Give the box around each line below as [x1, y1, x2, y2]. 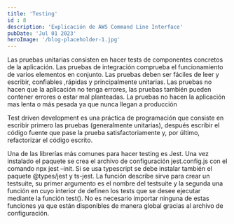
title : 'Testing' [7, 10, 58, 17]
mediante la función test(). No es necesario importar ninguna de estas [7, 194, 209, 203]
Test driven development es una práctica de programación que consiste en [7, 113, 224, 122]
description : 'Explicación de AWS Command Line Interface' [7, 23, 184, 30]
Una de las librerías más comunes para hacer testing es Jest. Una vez [7, 150, 209, 158]
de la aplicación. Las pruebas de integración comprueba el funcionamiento [7, 63, 223, 71]
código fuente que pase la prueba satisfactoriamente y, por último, [7, 129, 200, 137]
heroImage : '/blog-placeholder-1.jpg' [7, 36, 121, 43]
